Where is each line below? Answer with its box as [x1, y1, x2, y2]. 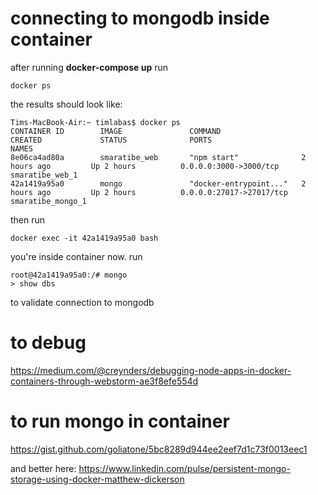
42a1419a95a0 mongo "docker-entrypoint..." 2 [10, 178, 307, 189]
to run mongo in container [10, 410, 230, 433]
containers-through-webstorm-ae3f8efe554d [10, 375, 199, 387]
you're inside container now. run [10, 250, 143, 262]
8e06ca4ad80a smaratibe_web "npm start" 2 [10, 152, 307, 162]
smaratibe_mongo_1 [10, 196, 87, 206]
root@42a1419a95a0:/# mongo [10, 270, 128, 280]
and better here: [10, 462, 77, 474]
